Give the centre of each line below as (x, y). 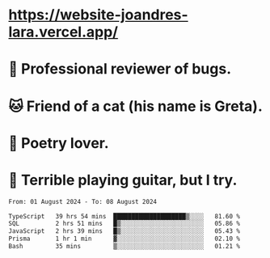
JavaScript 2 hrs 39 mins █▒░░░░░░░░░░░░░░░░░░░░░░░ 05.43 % (124, 231)
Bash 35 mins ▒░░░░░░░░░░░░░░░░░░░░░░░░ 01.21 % (124, 247)
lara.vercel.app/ (63, 32)
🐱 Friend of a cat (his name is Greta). (135, 106)
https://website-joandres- (98, 15)
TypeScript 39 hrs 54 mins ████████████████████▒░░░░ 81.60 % (124, 216)
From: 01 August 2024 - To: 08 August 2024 (83, 201)
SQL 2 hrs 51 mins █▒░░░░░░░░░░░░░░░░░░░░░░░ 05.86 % (124, 224)
